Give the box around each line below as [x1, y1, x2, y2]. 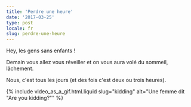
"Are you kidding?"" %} [6, 95, 64, 102]
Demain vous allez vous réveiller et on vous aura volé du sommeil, [6, 59, 168, 66]
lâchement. [6, 65, 34, 72]
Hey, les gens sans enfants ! [6, 47, 76, 54]
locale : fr [6, 25, 33, 32]
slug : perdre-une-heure [6, 31, 66, 37]
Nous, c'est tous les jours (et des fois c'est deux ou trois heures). [6, 77, 167, 84]
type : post [6, 20, 33, 26]
